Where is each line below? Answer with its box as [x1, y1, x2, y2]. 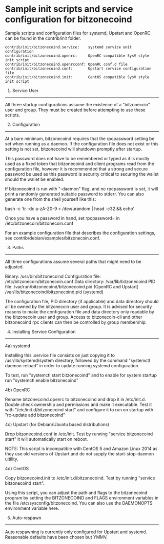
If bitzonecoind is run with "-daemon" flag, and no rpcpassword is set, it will [5, 186, 158, 191]
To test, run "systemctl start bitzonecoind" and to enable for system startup [5, 372, 157, 378]
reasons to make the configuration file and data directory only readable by [5, 308, 155, 314]
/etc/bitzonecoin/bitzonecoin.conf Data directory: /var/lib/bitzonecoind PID [5, 278, 156, 284]
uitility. [5, 456, 19, 462]
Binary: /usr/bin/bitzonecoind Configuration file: [5, 273, 101, 279]
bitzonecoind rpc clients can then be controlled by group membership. [5, 319, 147, 325]
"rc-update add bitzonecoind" [5, 412, 65, 418]
